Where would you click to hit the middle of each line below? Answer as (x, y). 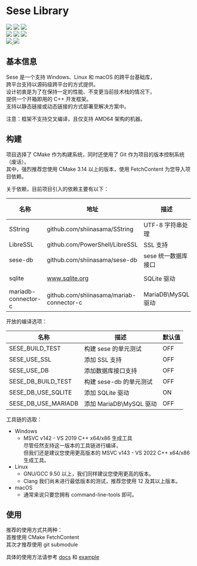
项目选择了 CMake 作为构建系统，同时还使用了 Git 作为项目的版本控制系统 (95, 154)
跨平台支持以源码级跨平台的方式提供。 (52, 84)
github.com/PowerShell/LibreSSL (92, 244)
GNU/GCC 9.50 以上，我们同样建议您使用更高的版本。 (89, 473)
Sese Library (38, 11)
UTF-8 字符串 (163, 225)
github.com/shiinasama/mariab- (91, 295)
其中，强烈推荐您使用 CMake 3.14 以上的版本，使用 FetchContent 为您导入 (96, 169)
